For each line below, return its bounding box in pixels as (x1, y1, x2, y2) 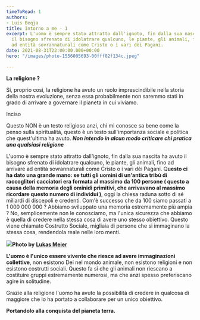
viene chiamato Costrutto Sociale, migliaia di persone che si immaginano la (6, 222, 190, 229)
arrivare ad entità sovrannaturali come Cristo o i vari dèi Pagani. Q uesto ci (6, 165, 188, 172)
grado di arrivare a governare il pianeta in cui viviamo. (6, 99, 139, 106)
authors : (6, 14, 28, 20)
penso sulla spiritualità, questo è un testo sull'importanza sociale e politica (6, 128, 189, 135)
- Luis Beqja (6, 20, 39, 26)
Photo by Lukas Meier (12, 241, 67, 248)
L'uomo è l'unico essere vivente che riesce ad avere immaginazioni (6, 252, 176, 259)
